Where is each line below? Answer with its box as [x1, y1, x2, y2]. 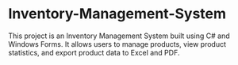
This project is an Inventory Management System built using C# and [8, 31, 230, 40]
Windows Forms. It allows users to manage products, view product [8, 39, 227, 48]
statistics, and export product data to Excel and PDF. [8, 48, 180, 57]
